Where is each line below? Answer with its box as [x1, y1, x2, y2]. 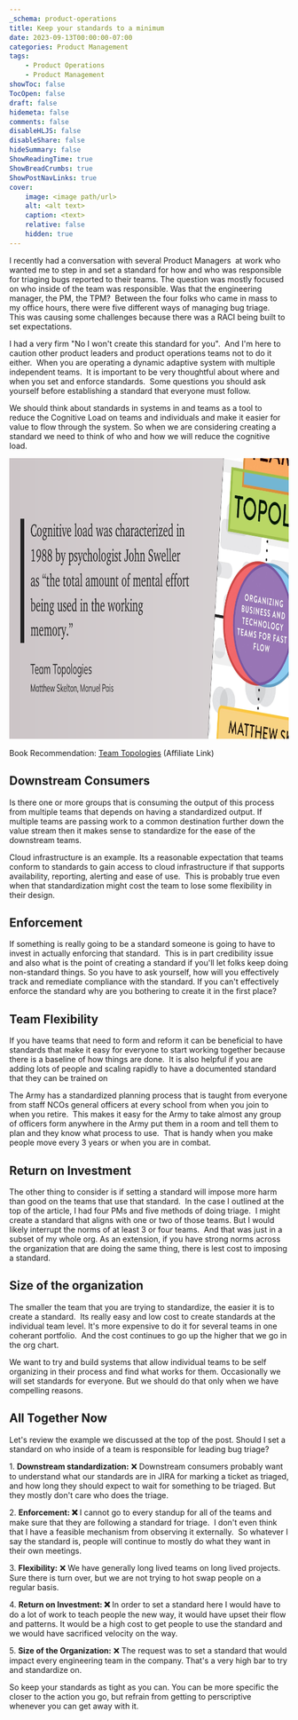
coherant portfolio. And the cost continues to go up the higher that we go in [9, 1329, 287, 1340]
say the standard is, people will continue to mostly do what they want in [9, 1535, 271, 1546]
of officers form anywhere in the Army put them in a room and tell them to [9, 1118, 279, 1129]
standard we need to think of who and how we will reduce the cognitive [9, 430, 271, 441]
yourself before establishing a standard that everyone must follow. [9, 385, 251, 396]
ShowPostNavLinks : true [9, 173, 98, 182]
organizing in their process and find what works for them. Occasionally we [9, 1366, 281, 1377]
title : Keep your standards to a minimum [9, 23, 165, 33]
